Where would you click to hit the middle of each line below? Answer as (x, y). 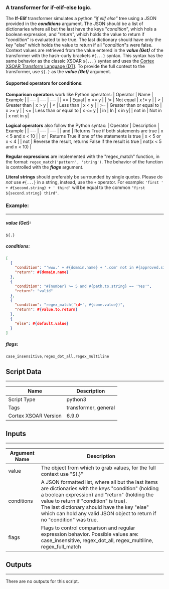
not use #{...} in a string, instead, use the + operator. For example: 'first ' (84, 182)
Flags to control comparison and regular (88, 528)
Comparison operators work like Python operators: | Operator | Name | (79, 94)
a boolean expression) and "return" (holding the (97, 495)
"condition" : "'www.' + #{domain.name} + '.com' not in (74, 268)
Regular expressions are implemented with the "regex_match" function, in (83, 156)
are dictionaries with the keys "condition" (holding (100, 489)
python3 (76, 400)
